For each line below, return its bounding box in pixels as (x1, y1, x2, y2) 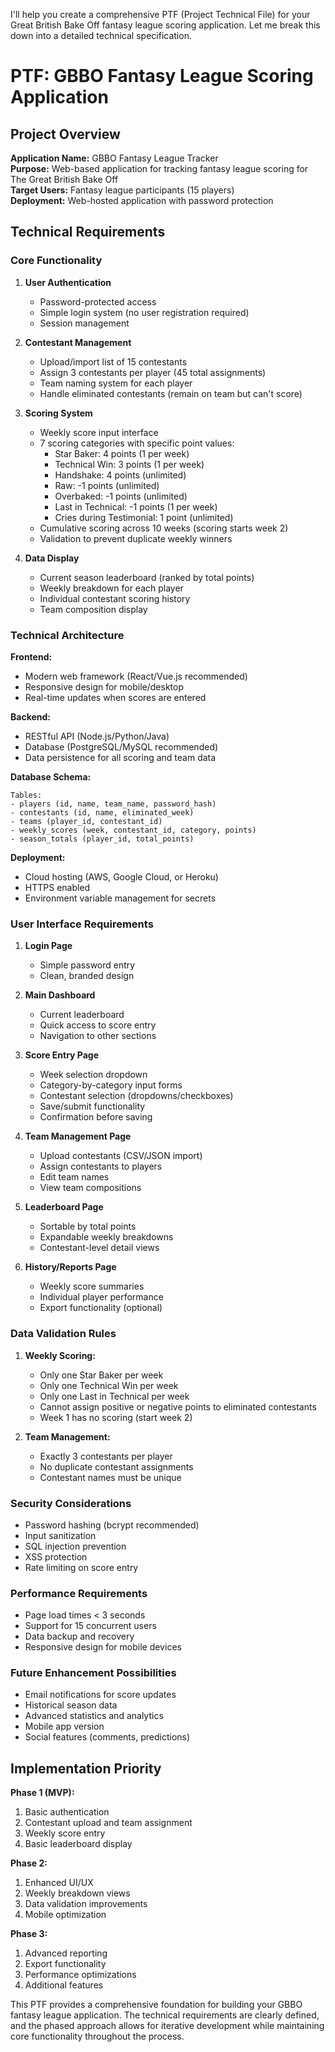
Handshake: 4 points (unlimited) (54, 469, 187, 481)
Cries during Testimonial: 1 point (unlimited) (54, 511, 234, 523)
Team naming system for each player (39, 377, 193, 389)
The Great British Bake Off (10, 174, 119, 185)
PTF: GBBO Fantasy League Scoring (10, 65, 314, 88)
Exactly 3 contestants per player (39, 1450, 173, 1462)
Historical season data (24, 1699, 118, 1711)
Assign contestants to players (39, 1160, 163, 1173)
